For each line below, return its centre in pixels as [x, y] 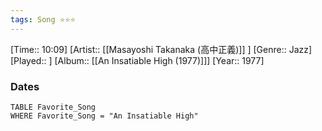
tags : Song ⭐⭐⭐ [43, 19]
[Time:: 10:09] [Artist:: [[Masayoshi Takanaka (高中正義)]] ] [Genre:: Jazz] [161, 49]
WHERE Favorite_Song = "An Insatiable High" [104, 116]
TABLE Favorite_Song [53, 107]
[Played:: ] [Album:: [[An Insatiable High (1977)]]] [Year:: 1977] [137, 60]
